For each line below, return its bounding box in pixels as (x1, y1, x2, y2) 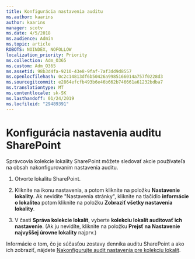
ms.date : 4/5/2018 (6, 30, 51, 36)
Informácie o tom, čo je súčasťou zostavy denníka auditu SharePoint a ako (6, 240, 184, 247)
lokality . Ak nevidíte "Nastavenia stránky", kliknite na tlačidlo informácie (14, 193, 189, 200)
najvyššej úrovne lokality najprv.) (14, 229, 97, 236)
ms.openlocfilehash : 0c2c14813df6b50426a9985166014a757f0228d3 (6, 74, 163, 80)
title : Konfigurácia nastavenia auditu (6, 8, 103, 15)
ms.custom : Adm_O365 (6, 63, 57, 69)
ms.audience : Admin (6, 36, 54, 42)
